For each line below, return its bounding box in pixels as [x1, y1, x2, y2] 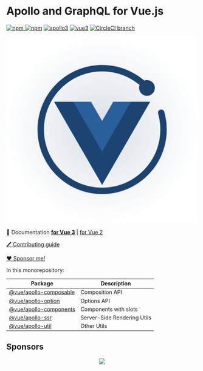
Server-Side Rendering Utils [80, 314, 152, 321]
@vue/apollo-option [9, 297, 60, 304]
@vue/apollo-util [9, 322, 52, 330]
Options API [80, 297, 111, 304]
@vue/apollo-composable [9, 288, 75, 296]
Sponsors [6, 342, 44, 352]
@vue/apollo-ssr [9, 314, 52, 321]
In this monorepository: [6, 266, 65, 274]
